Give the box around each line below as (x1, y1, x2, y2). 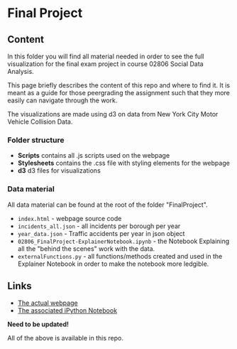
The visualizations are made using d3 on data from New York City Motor (7, 110, 219, 118)
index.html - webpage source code (17, 214, 122, 222)
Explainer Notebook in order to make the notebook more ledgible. (17, 259, 209, 268)
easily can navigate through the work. (7, 96, 118, 104)
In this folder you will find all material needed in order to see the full (7, 52, 204, 60)
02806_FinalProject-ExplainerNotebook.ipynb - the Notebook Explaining (17, 237, 230, 245)
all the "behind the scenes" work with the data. (17, 244, 155, 253)
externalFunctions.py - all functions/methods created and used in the (17, 252, 223, 260)
